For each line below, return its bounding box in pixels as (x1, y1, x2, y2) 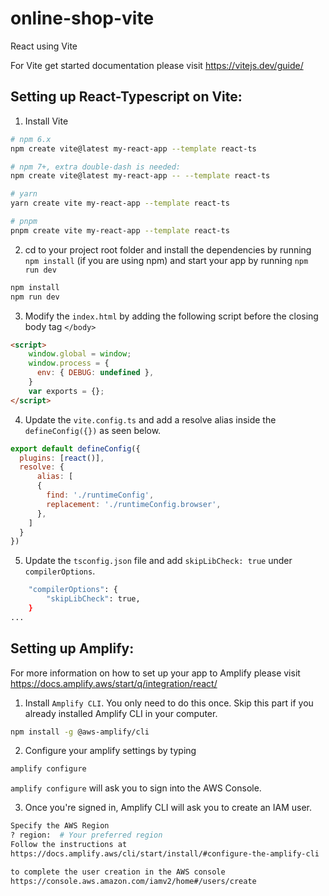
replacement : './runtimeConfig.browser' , (46, 499, 222, 509)
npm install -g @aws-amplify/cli (10, 727, 150, 737)
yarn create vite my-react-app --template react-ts (10, 198, 230, 209)
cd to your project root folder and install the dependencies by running (24, 243, 312, 256)
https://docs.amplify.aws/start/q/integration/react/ (10, 677, 218, 689)
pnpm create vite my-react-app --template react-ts (10, 225, 230, 236)
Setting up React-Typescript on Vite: (10, 88, 243, 106)
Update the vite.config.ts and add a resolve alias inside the (24, 413, 277, 426)
